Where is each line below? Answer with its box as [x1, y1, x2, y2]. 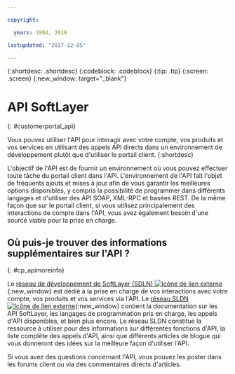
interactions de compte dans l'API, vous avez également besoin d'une [7, 209, 209, 217]
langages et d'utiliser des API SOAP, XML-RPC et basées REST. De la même [7, 194, 226, 202]
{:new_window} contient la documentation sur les [74, 302, 218, 310]
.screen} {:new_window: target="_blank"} [7, 74, 128, 83]
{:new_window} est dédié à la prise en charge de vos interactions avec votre [7, 287, 228, 296]
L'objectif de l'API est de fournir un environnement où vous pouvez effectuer [7, 164, 228, 172]
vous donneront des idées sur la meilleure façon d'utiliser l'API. [7, 339, 189, 347]
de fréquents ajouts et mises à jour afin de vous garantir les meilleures [7, 179, 210, 188]
